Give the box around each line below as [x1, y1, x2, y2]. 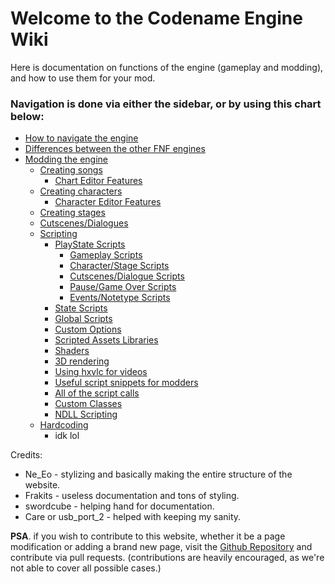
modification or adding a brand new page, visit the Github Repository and [10, 541, 313, 553]
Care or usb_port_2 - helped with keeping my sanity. [24, 511, 242, 523]
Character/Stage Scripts [69, 260, 170, 272]
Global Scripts [54, 313, 113, 325]
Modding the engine [24, 153, 108, 166]
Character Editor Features [54, 196, 162, 208]
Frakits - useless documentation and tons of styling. [24, 490, 240, 502]
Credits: [10, 449, 43, 461]
